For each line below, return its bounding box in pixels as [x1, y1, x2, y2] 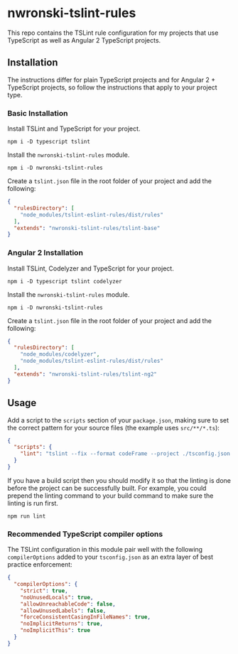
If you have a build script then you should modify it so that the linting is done [7, 476, 231, 484]
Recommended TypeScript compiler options [7, 529, 163, 539]
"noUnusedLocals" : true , [20, 594, 94, 601]
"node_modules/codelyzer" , [20, 351, 100, 358]
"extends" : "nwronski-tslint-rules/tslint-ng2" [13, 371, 158, 378]
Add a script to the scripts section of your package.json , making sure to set [7, 415, 229, 424]
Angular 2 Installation [7, 248, 84, 258]
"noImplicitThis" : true [20, 627, 91, 634]
